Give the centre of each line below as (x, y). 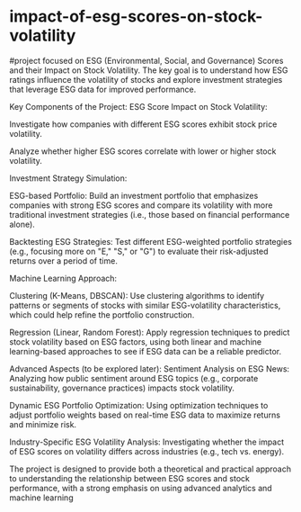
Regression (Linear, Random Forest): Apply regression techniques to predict (150, 332)
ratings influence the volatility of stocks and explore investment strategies (146, 79)
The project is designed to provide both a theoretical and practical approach (150, 469)
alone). (22, 224)
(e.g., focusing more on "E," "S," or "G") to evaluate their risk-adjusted (139, 251)
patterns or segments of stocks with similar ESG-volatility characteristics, (145, 305)
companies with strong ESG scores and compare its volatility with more (141, 205)
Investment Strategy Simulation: (68, 178)
